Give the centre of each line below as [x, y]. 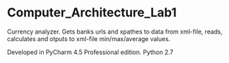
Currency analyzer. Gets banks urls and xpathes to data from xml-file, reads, [115, 32]
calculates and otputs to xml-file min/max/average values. [89, 38]
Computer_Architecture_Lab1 [92, 13]
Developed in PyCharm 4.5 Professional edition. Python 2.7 [90, 52]
